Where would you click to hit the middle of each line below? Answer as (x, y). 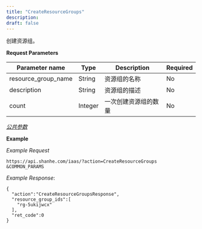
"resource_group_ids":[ (41, 199)
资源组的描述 (123, 90)
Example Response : (31, 178)
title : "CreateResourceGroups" (45, 12)
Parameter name (41, 68)
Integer (89, 106)
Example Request (28, 151)
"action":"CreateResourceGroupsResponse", (66, 194)
